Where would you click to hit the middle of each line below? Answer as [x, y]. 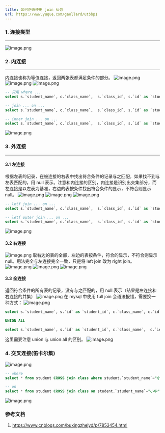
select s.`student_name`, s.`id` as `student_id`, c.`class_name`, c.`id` [83, 312]
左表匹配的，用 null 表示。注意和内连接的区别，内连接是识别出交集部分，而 [81, 182]
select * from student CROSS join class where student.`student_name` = [80, 378]
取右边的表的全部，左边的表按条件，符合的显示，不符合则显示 [95, 255]
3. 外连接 [16, 147]
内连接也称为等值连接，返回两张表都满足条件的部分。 [59, 78]
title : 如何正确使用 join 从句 [34, 10]
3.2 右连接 [15, 243]
